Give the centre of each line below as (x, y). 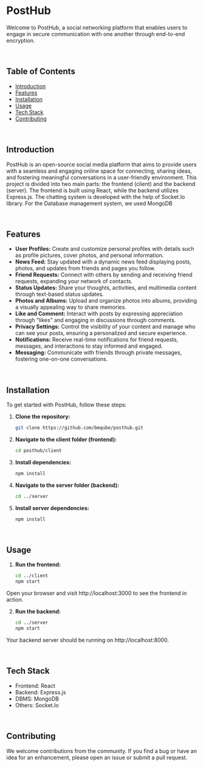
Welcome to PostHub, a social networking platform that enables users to (97, 27)
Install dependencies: (43, 462)
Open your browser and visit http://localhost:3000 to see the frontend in (97, 593)
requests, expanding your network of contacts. (74, 281)
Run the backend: (38, 611)
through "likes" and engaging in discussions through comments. (95, 320)
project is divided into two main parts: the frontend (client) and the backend (101, 184)
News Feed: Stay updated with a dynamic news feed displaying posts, (103, 262)
